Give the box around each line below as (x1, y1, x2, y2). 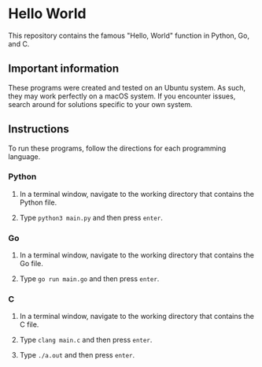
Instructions (8, 123, 69, 136)
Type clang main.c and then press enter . (19, 335, 153, 345)
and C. (8, 39, 30, 48)
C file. (19, 320, 39, 329)
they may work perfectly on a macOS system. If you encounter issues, (8, 91, 236, 101)
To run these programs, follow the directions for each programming (8, 143, 227, 153)
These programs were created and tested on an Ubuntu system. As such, (8, 83, 246, 92)
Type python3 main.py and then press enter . (19, 213, 164, 222)
